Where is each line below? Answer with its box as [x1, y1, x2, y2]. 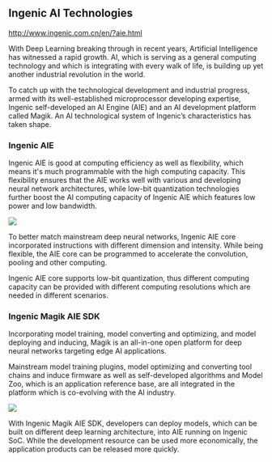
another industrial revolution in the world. [8, 69, 146, 79]
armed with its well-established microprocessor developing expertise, [8, 93, 241, 104]
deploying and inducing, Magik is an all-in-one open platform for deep [8, 337, 243, 347]
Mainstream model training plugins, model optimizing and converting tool [8, 362, 253, 371]
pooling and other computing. [8, 258, 108, 268]
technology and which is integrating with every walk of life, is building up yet [8, 61, 264, 70]
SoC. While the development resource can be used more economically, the [8, 436, 258, 446]
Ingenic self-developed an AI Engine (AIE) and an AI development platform [8, 102, 257, 112]
